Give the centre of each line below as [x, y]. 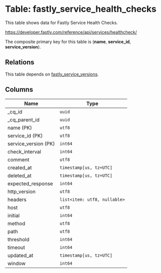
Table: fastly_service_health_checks [81, 9]
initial [14, 216]
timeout [16, 247]
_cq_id [15, 111]
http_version [22, 191]
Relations [20, 62]
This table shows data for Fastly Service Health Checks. [62, 23]
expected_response [30, 184]
